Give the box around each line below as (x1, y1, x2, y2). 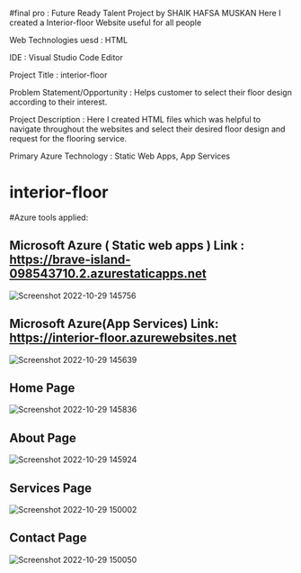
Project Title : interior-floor (9, 69, 108, 80)
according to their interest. (9, 96, 108, 107)
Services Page (9, 480, 93, 496)
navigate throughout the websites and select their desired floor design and (9, 123, 286, 134)
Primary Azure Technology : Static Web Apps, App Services (9, 150, 231, 161)
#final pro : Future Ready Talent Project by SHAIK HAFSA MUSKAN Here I (9, 8, 281, 18)
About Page (9, 430, 76, 445)
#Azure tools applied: (9, 212, 89, 223)
